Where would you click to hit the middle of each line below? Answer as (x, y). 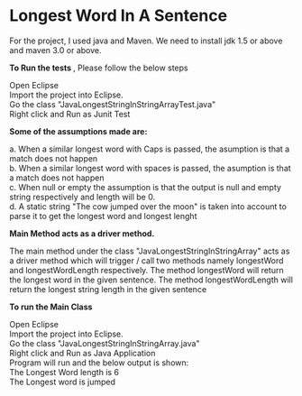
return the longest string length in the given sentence (108, 289)
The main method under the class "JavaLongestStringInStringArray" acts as (150, 251)
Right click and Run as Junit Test (70, 114)
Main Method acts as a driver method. (82, 233)
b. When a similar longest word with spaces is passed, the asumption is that (150, 168)
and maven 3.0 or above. (55, 50)
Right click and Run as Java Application (82, 353)
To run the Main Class (51, 307)
